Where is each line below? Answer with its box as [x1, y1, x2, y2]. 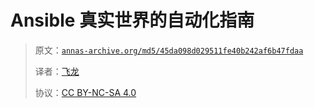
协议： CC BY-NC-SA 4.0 [34, 86, 137, 98]
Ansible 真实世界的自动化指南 [10, 9, 255, 32]
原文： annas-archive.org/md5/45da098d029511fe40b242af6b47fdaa [34, 44, 304, 56]
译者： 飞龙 [34, 65, 80, 77]
